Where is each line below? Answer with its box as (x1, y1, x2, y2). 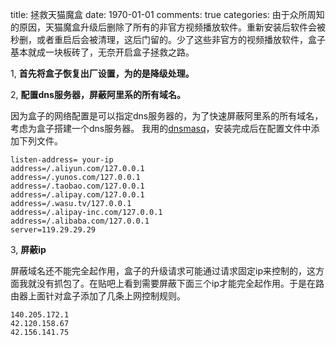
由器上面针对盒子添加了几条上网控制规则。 (10, 290, 186, 302)
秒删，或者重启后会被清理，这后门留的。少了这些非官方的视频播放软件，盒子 (10, 34, 326, 45)
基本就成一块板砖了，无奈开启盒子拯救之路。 (10, 46, 195, 58)
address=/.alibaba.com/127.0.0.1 (10, 216, 150, 226)
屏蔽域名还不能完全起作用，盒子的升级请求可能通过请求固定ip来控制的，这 (10, 265, 316, 277)
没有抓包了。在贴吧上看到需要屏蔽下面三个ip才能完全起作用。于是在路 (36, 278, 325, 289)
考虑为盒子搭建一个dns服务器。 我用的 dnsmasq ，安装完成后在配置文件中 (10, 123, 312, 134)
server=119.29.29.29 (10, 225, 97, 235)
